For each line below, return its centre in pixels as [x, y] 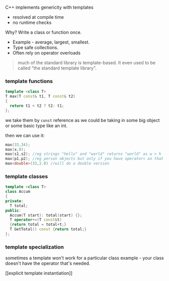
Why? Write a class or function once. [44, 32]
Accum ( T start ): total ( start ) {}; [46, 215]
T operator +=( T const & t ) [36, 220]
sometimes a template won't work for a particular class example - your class [84, 258]
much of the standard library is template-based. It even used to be [87, 63]
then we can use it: [25, 135]
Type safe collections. [36, 47]
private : [14, 201]
